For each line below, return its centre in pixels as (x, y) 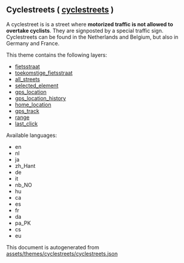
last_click (26, 123)
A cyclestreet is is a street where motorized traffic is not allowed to (90, 24)
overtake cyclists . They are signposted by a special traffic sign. (85, 30)
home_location (33, 105)
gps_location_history (40, 98)
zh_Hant (25, 166)
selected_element (36, 85)
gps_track (27, 111)
